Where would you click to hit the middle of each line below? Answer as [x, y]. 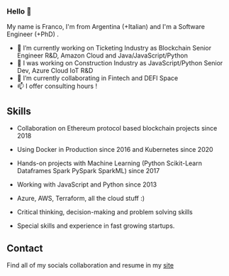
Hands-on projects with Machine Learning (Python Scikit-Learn [110, 163]
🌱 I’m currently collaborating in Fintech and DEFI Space [97, 78]
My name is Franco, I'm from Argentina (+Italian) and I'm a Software [106, 27]
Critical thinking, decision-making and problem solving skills [105, 212]
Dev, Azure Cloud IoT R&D [55, 71]
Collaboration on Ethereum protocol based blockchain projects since [117, 128]
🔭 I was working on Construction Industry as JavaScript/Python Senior [120, 63]
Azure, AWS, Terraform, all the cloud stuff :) [81, 199]
